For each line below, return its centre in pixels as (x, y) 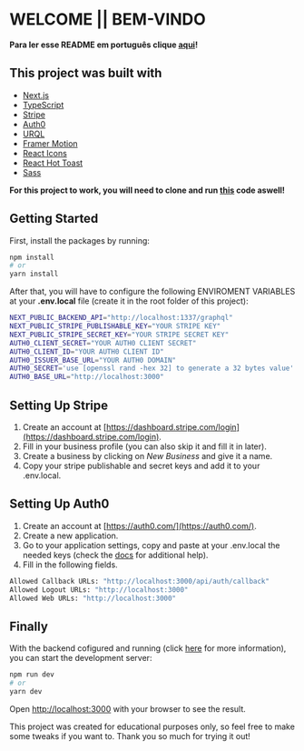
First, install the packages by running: (79, 240)
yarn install (34, 274)
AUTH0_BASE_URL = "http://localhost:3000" (87, 377)
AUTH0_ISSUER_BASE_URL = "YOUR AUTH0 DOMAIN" (93, 360)
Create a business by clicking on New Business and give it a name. (147, 456)
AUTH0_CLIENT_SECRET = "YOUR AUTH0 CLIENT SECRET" (103, 343)
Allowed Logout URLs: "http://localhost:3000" (99, 590)
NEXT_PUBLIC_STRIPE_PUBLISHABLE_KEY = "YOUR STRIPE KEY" (115, 326)
